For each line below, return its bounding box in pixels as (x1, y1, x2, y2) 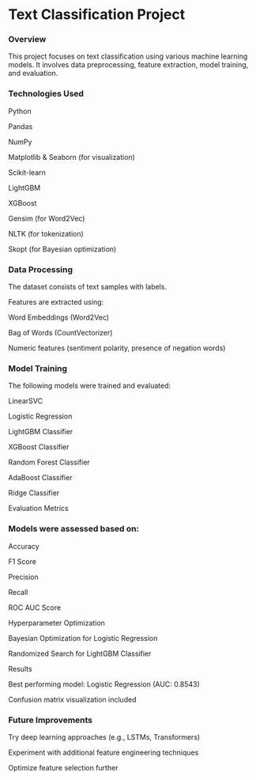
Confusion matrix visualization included (8, 695, 137, 704)
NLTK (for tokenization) (8, 229, 85, 238)
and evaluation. (8, 69, 58, 78)
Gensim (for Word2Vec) (8, 214, 85, 223)
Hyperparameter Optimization (8, 618, 105, 627)
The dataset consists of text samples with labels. (8, 282, 168, 292)
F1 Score (8, 556, 37, 566)
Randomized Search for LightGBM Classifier (8, 649, 152, 658)
